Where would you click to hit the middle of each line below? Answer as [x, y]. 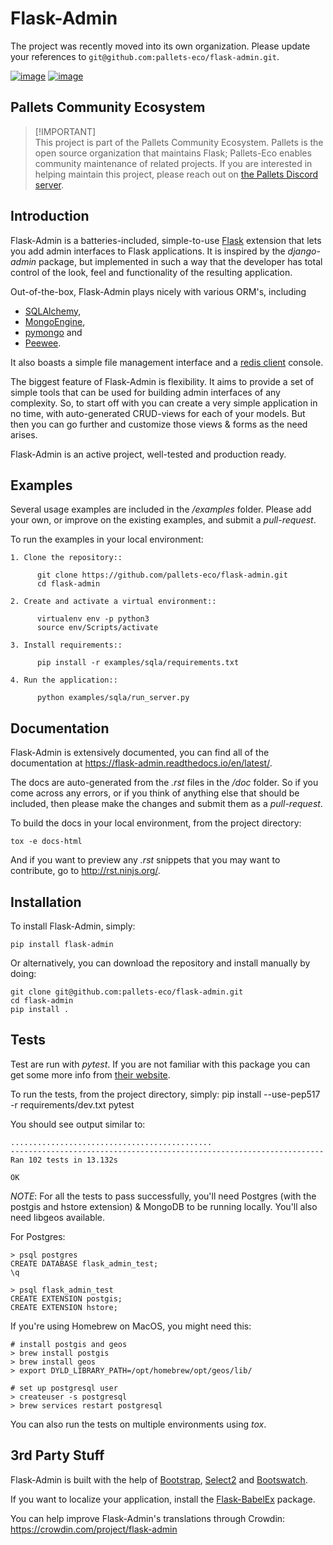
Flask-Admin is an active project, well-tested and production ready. [148, 454]
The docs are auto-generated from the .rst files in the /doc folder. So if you [164, 783]
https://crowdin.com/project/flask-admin [94, 1529]
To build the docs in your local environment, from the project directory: [156, 823]
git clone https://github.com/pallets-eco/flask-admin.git [162, 575]
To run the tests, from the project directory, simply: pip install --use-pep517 [165, 1094]
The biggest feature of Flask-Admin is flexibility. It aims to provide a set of [162, 381]
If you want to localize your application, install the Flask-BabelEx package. [163, 1499]
